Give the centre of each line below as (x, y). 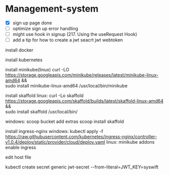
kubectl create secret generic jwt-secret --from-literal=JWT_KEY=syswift (82, 167)
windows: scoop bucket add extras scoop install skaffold (65, 121)
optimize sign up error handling (45, 29)
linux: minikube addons (130, 142)
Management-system (52, 9)
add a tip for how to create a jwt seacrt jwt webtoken (68, 40)
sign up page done (32, 23)
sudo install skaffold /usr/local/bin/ (41, 112)
